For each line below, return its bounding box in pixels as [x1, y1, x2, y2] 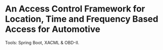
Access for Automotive [5, 24, 101, 35]
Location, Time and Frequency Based [5, 13, 159, 25]
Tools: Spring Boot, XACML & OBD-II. [5, 39, 79, 45]
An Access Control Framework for [5, 3, 145, 14]
